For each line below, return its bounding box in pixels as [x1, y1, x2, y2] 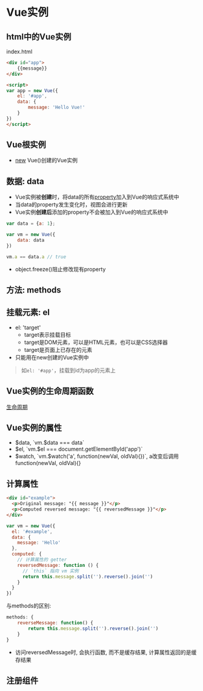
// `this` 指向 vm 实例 [22, 567, 79, 574]
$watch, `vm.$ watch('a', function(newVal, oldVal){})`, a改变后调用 [15, 452, 179, 460]
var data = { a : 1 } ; [6, 220, 56, 227]
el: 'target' [15, 323, 41, 331]
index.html [6, 48, 33, 55]
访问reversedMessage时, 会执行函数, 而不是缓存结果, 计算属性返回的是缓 [15, 649, 197, 656]
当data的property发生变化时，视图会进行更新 [15, 201, 128, 208]
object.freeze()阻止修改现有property [15, 265, 106, 273]
